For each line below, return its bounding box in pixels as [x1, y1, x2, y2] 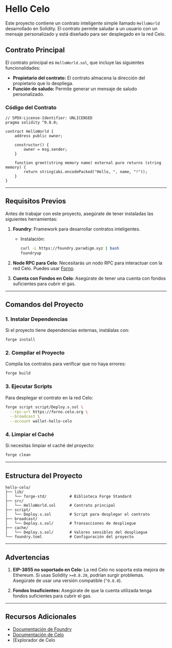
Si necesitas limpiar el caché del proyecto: [5, 443, 95, 449]
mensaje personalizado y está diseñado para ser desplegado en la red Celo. [5, 31, 166, 37]
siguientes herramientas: [5, 216, 58, 222]
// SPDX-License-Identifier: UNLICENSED [5, 116, 93, 121]
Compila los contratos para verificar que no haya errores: [5, 361, 126, 367]
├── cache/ [5, 526, 29, 531]
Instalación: [20, 236, 45, 242]
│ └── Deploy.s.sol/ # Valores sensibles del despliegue [5, 530, 147, 535]
